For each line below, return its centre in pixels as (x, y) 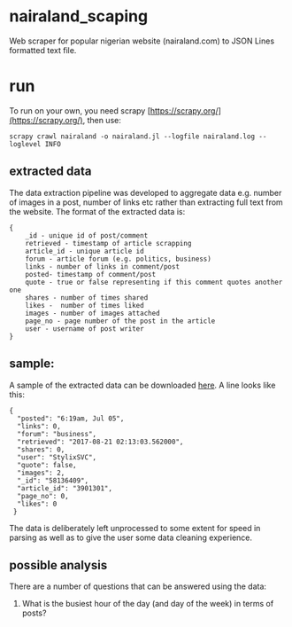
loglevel (25, 144)
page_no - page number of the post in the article (120, 321)
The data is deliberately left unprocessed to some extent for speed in (135, 528)
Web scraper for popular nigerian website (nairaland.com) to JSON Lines (142, 41)
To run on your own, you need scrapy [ (80, 110)
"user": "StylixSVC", (57, 457)
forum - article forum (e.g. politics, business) (119, 259)
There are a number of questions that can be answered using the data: (138, 586)
